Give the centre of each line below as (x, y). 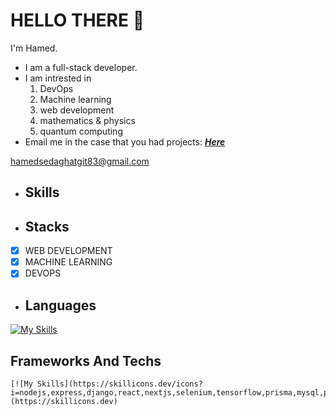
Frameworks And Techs (86, 360)
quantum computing (81, 131)
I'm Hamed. (34, 48)
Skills (42, 192)
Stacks (47, 226)
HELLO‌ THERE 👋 (77, 20)
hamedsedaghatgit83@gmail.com (80, 161)
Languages (60, 305)
